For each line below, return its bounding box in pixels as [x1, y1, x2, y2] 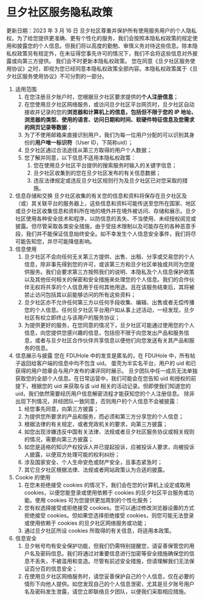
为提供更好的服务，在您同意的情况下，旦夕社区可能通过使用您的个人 [24, 321, 195, 329]
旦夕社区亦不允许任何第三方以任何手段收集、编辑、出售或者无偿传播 [24, 298, 195, 306]
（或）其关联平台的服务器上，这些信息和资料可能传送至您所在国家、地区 [15, 199, 196, 207]
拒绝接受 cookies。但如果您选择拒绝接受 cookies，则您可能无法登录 [24, 511, 194, 519]
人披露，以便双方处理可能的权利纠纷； [24, 451, 120, 458]
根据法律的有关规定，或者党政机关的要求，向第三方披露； [24, 420, 168, 427]
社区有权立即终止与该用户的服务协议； [24, 314, 120, 321]
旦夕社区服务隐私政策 [6, 5, 114, 19]
